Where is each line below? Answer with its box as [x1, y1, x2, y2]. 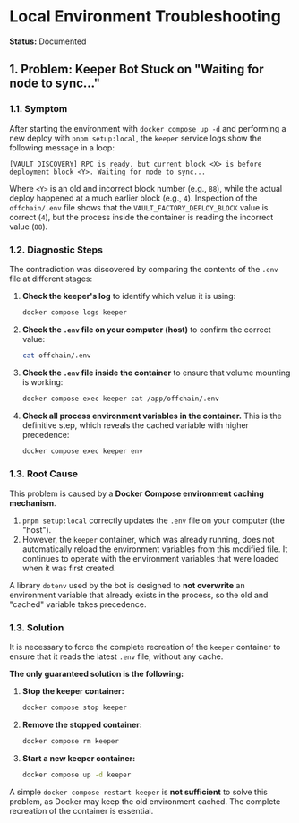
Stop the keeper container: [21, 686, 124, 697]
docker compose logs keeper [21, 307, 127, 317]
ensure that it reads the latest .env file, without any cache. [9, 651, 224, 662]
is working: [21, 376, 64, 387]
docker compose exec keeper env [21, 446, 143, 456]
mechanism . [9, 497, 56, 508]
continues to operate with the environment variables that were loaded [21, 553, 279, 563]
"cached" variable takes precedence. [9, 598, 147, 610]
